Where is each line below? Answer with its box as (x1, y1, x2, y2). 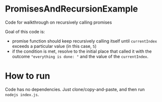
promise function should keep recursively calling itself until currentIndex (12, 38, 157, 44)
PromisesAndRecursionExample (5, 3, 138, 15)
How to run (5, 71, 50, 82)
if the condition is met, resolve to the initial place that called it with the (12, 48, 152, 54)
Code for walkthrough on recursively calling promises (5, 19, 113, 25)
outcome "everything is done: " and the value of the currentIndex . (12, 53, 149, 59)
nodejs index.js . (5, 91, 39, 97)
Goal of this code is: (5, 29, 45, 34)
